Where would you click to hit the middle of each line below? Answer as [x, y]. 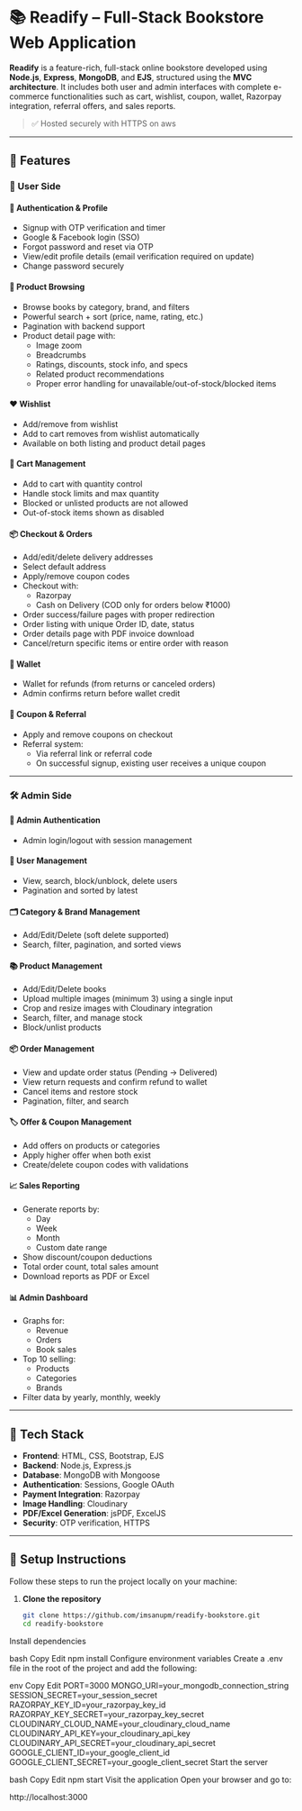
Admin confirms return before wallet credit [101, 694]
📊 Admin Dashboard [49, 1297]
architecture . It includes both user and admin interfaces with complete [141, 86]
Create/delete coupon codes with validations [105, 1164]
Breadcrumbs [61, 355]
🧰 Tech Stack [47, 1434]
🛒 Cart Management [48, 464]
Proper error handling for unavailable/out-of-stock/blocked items [156, 383]
